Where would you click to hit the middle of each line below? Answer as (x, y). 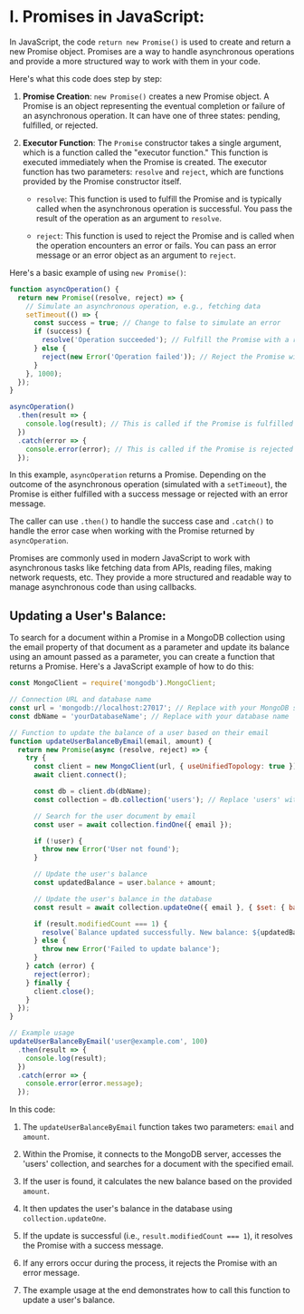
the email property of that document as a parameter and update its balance (149, 647)
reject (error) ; (62, 974)
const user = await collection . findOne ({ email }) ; (133, 824)
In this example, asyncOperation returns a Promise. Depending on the (138, 475)
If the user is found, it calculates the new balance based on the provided (157, 1182)
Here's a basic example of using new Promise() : (98, 272)
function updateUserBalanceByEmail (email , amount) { (111, 741)
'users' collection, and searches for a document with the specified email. (158, 1164)
